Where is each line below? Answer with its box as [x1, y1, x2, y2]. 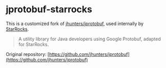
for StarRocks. [18, 41, 49, 47]
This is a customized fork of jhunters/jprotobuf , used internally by [6, 20, 144, 27]
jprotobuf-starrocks [6, 4, 93, 15]
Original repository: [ [6, 51, 50, 57]
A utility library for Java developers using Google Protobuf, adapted [18, 36, 161, 42]
